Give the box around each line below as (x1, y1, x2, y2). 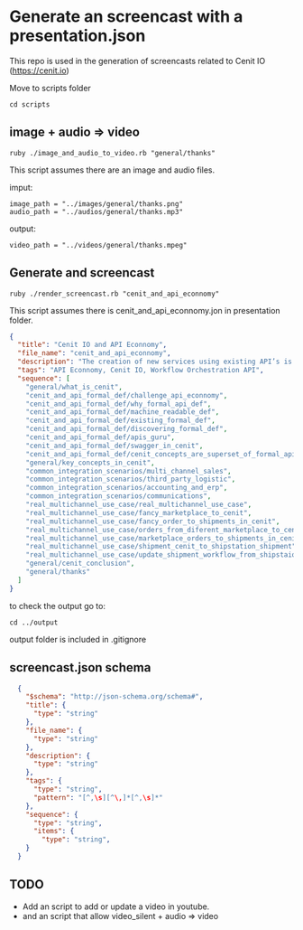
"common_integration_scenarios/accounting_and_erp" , (25, 484, 228, 493)
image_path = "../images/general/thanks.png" (9, 199, 183, 209)
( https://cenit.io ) (9, 65, 69, 76)
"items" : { (32, 827, 75, 836)
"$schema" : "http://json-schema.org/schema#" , (25, 692, 204, 701)
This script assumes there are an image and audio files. (9, 164, 216, 175)
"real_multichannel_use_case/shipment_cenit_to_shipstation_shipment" (25, 542, 297, 551)
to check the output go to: (9, 600, 106, 611)
